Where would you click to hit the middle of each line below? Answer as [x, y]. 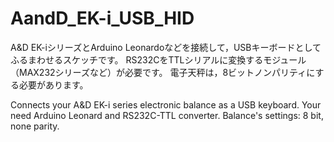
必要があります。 [53, 84]
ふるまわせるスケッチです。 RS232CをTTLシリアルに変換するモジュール [158, 59]
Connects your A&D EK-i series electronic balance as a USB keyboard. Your [166, 104]
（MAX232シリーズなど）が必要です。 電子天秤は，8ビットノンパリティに [163, 72]
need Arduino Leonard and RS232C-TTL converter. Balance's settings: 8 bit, [167, 115]
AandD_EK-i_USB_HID [102, 18]
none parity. [35, 126]
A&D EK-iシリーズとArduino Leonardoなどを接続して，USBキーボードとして [166, 47]
